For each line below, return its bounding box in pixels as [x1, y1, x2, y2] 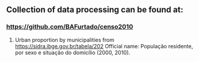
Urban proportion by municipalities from [14, 36, 114, 44]
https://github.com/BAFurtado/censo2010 [6, 23, 133, 31]
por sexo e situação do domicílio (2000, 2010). [14, 49, 130, 56]
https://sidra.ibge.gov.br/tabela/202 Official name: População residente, [14, 42, 194, 49]
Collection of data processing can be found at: [6, 5, 183, 15]
